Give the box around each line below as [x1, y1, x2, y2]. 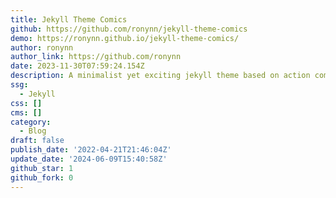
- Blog [19, 126, 47, 136]
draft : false [10, 136, 65, 146]
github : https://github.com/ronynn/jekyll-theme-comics [10, 24, 248, 34]
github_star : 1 [10, 163, 74, 173]
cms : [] [10, 107, 43, 118]
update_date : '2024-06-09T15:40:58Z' [10, 154, 168, 164]
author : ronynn [10, 42, 74, 53]
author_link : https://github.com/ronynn [10, 52, 182, 62]
